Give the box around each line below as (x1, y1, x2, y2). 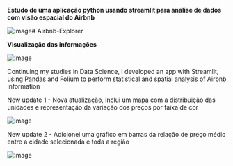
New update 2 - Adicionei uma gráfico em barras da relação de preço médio (7, 130, 226, 138)
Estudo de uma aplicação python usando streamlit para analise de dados (7, 6, 222, 14)
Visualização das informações (7, 40, 97, 48)
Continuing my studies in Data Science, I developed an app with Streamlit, (7, 68, 219, 75)
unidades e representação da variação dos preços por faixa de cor (7, 103, 199, 111)
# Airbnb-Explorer (31, 27, 83, 35)
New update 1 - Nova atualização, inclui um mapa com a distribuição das (7, 96, 216, 104)
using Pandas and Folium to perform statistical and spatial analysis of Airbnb (7, 75, 227, 83)
